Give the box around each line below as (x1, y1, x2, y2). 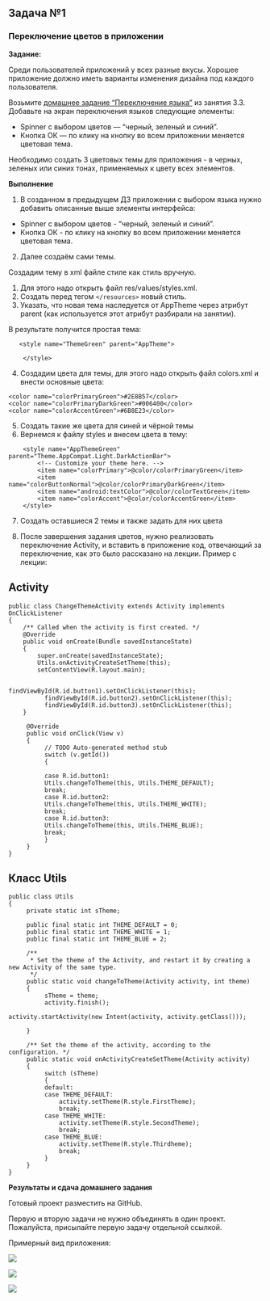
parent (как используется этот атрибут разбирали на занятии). (19, 309, 236, 318)
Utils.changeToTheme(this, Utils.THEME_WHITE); (44, 800, 207, 808)
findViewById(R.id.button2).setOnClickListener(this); (44, 694, 232, 702)
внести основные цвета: (19, 377, 105, 386)
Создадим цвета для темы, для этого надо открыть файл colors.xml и (19, 368, 260, 378)
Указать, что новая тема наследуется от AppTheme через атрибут (19, 300, 248, 309)
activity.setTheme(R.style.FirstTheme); (59, 1098, 197, 1106)
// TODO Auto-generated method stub (44, 743, 168, 752)
